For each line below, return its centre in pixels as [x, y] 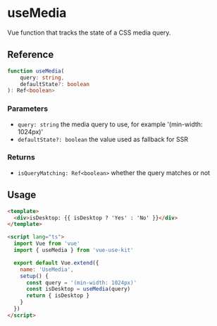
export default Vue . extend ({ [56, 262]
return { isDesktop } [58, 296]
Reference [31, 55]
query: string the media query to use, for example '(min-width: [110, 124]
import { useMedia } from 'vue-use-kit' [74, 250]
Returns [21, 157]
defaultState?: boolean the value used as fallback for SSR [103, 139]
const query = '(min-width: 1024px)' [81, 283]
